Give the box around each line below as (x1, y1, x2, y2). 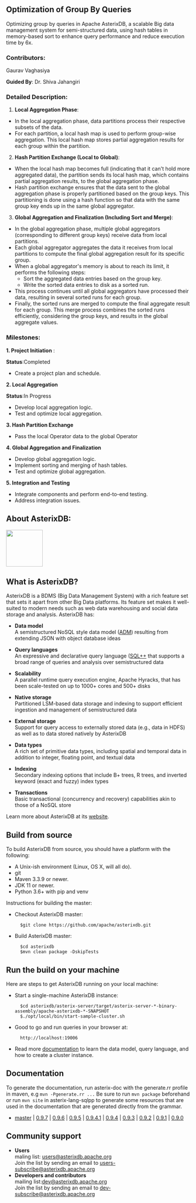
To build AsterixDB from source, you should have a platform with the (6, 846, 171, 853)
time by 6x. (6, 39, 33, 46)
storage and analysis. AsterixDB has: (6, 611, 95, 618)
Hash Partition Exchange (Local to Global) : (14, 154, 120, 161)
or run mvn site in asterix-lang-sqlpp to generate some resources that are (6, 1096, 184, 1103)
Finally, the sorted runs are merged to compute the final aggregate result (14, 300, 190, 307)
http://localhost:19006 (20, 1035, 78, 1041)
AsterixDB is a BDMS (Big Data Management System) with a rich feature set (6, 592, 188, 599)
